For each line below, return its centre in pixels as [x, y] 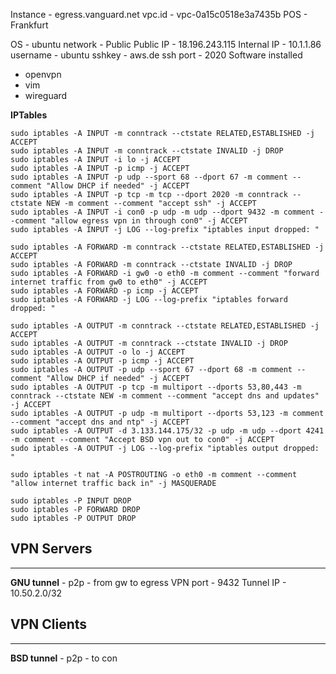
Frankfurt [29, 25]
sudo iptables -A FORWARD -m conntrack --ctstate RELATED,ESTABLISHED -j [167, 247]
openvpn [43, 74]
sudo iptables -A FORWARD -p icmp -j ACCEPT [104, 291]
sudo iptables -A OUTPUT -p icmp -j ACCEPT [102, 361]
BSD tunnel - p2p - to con [64, 658]
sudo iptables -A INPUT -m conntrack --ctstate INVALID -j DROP [147, 151]
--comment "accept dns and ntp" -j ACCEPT [100, 422]
